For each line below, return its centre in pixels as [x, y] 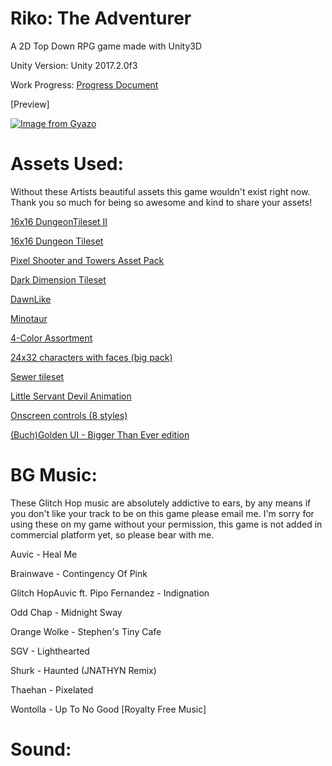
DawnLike [31, 299]
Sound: [41, 749]
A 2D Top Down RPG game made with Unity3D [106, 46]
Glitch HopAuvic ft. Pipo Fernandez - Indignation [110, 593]
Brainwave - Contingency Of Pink [79, 573]
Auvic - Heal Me [44, 554]
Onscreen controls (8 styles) [69, 415]
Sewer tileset [37, 376]
